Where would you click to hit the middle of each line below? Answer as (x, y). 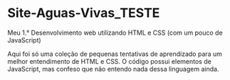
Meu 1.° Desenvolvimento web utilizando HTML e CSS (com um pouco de (115, 33)
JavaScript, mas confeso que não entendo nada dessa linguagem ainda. (113, 69)
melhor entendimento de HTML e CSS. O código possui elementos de (109, 61)
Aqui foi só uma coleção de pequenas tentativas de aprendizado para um (115, 54)
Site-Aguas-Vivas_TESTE (84, 13)
